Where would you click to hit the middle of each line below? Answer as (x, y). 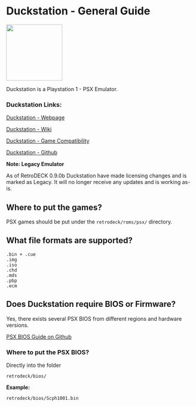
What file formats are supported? (70, 241)
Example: (18, 387)
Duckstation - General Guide (78, 11)
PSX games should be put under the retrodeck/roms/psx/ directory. (89, 222)
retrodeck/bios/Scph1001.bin (42, 398)
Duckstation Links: (34, 104)
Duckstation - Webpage (36, 117)
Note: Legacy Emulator (35, 164)
